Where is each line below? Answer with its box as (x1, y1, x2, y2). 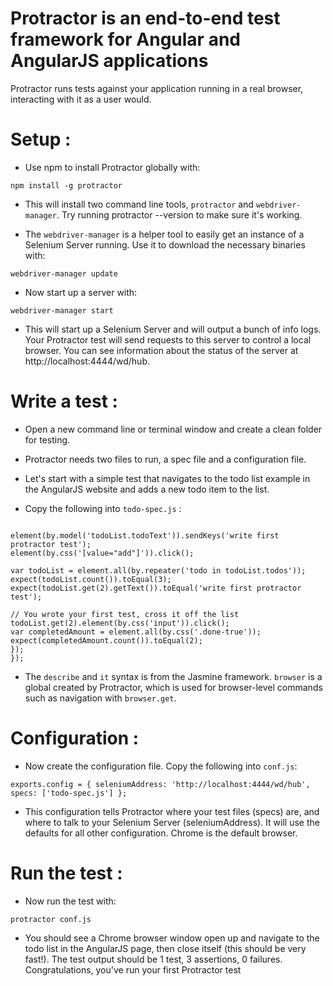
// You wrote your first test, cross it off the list (10, 609, 240, 619)
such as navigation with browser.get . (24, 692, 177, 704)
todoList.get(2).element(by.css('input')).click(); (10, 618, 230, 628)
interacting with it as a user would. (10, 93, 152, 105)
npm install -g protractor (10, 180, 123, 191)
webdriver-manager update (10, 268, 118, 279)
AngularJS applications (10, 50, 209, 72)
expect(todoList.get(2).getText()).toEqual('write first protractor (10, 583, 302, 593)
